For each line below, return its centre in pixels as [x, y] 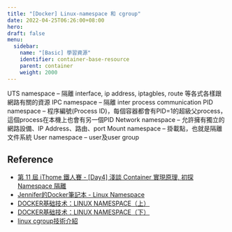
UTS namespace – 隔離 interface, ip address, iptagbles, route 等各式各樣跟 [115, 93]
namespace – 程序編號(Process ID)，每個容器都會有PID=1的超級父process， [117, 111]
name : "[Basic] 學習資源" [55, 53]
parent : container [46, 66]
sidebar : [26, 46]
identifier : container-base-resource [75, 60]
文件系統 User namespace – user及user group [73, 137]
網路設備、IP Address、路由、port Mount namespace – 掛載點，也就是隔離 [115, 128]
